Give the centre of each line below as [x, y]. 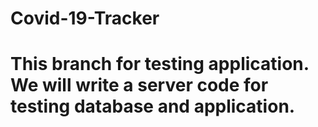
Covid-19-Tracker [85, 18]
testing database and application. [153, 106]
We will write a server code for [139, 85]
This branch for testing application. [160, 64]
